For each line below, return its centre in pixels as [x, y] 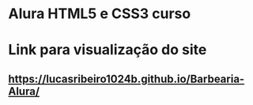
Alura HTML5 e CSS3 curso [100, 14]
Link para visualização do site [108, 50]
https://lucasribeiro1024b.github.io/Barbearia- [126, 79]
